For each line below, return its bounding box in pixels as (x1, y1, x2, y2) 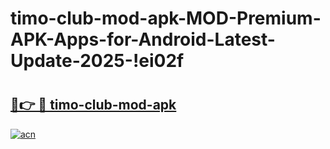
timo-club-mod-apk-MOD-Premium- (10, 7, 322, 30)
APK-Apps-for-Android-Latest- (10, 28, 276, 51)
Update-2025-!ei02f (10, 50, 185, 72)
